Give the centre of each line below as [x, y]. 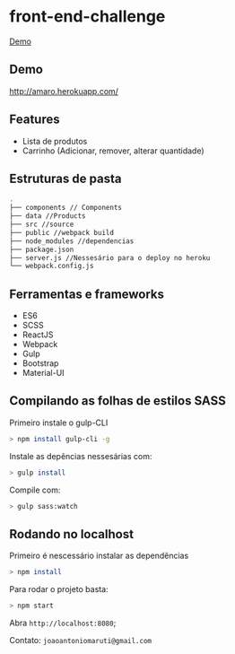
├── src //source [42, 224]
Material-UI [43, 373]
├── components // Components [66, 208]
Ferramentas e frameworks [87, 294]
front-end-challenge [87, 17]
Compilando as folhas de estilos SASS [117, 401]
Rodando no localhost [72, 534]
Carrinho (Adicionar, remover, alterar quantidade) [113, 151]
